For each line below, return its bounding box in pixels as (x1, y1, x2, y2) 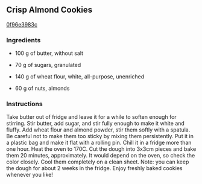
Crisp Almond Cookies (6, 5, 92, 15)
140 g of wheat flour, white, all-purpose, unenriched (14, 73, 145, 80)
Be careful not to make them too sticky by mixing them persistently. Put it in (6, 133, 194, 140)
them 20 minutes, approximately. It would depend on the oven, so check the (6, 152, 195, 159)
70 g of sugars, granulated (14, 62, 81, 69)
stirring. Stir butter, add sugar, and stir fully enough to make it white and (6, 120, 185, 127)
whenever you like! (6, 171, 53, 179)
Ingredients (6, 36, 41, 44)
